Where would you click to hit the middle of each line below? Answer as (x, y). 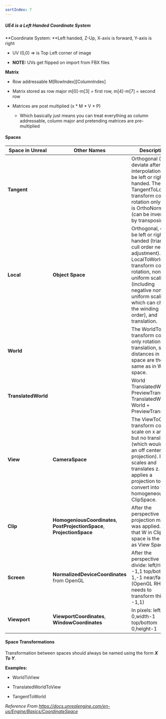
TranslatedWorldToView (37, 687)
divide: (139, 565)
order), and (144, 315)
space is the (145, 538)
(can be (140, 214)
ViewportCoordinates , (79, 616)
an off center (146, 450)
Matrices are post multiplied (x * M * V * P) (56, 106)
